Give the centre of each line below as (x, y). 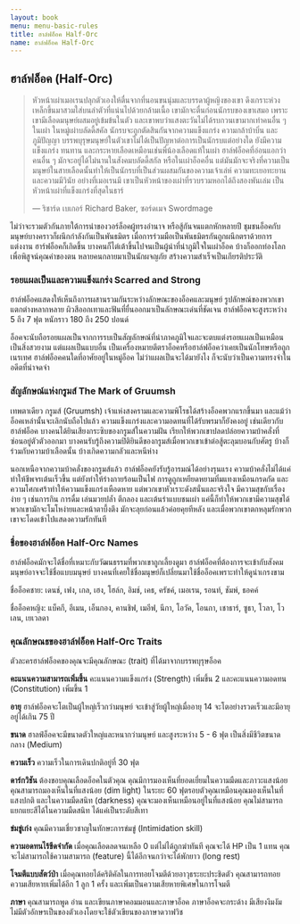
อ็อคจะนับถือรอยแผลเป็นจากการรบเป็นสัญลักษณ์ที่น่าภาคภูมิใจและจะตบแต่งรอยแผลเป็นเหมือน (147, 337)
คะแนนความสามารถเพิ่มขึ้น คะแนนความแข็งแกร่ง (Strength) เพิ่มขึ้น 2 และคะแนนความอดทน (148, 678)
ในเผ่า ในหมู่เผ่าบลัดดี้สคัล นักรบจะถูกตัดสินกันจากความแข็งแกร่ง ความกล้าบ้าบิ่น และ (155, 130)
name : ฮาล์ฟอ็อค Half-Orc (52, 42)
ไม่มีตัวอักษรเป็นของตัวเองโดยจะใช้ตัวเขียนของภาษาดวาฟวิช (97, 912)
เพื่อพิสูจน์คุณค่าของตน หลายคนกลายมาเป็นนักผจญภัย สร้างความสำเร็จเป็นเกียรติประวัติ (136, 256)
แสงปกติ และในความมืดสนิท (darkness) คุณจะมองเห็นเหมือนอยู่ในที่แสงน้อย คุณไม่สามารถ (147, 801)
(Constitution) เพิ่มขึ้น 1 (49, 689)
